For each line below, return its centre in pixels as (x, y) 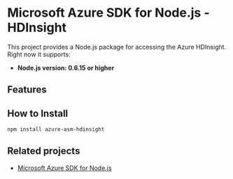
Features (27, 89)
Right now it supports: (39, 54)
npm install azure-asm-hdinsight (56, 130)
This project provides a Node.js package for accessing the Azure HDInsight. (117, 47)
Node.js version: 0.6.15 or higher (66, 68)
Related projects (44, 151)
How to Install (38, 113)
